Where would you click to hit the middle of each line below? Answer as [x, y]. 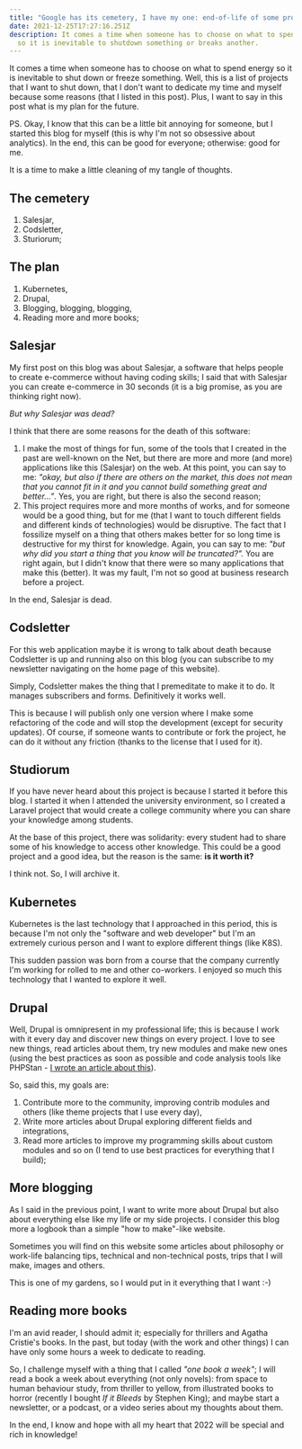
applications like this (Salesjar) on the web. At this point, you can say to [154, 467]
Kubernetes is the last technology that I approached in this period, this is [143, 924]
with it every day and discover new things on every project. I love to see [142, 1038]
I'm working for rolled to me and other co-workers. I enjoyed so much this [146, 970]
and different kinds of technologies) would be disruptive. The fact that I [154, 524]
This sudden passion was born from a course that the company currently [145, 960]
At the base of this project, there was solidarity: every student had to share [148, 838]
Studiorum [40, 769]
